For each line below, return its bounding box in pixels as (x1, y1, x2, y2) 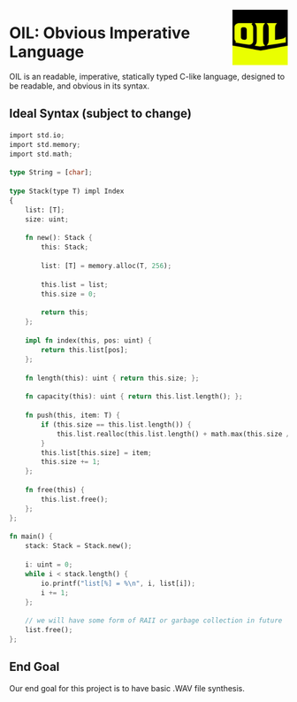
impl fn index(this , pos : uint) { (25, 336, 152, 345)
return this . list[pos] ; (41, 345, 128, 354)
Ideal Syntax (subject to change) (9, 106, 192, 121)
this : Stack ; (41, 243, 89, 252)
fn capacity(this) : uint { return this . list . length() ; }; (25, 392, 243, 401)
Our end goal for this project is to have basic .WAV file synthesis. (9, 683, 246, 693)
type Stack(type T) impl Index (9, 187, 125, 196)
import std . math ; (9, 150, 73, 158)
